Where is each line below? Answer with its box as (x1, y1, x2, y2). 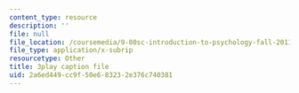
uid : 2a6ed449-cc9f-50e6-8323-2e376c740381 (9, 71, 174, 80)
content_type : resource (9, 12, 98, 22)
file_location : (9, 37, 66, 47)
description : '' (9, 21, 69, 30)
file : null (9, 29, 50, 38)
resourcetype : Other (9, 54, 86, 63)
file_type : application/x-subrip (9, 46, 133, 55)
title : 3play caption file (9, 63, 109, 72)
